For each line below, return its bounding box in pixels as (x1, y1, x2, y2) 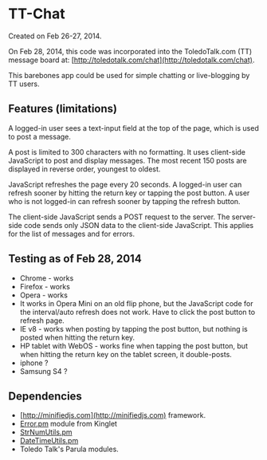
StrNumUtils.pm (19, 427, 73, 437)
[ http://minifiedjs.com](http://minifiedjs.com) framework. (19, 411, 206, 420)
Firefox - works (19, 281, 70, 291)
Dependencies (8, 389, 82, 403)
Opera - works (19, 290, 68, 300)
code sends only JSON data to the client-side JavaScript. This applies (23, 220, 253, 230)
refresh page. (19, 316, 65, 325)
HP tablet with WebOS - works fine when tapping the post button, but (19, 340, 249, 351)
